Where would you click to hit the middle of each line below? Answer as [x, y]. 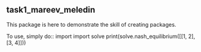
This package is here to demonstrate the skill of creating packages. [91, 24]
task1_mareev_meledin [51, 10]
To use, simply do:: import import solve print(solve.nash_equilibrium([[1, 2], [101, 36]
